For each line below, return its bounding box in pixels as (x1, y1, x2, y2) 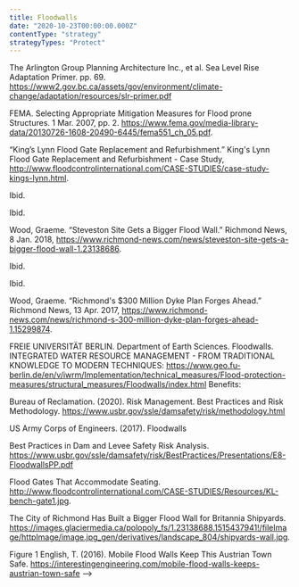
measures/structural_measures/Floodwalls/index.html (9, 379, 207, 390)
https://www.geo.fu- (166, 360, 241, 371)
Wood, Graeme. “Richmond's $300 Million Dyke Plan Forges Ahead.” (9, 295, 262, 306)
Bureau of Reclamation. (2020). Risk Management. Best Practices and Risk (9, 396, 284, 407)
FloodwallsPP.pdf (9, 459, 74, 470)
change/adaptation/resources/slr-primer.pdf (9, 91, 172, 102)
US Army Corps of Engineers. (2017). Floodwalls (9, 423, 187, 434)
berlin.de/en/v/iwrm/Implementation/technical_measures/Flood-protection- (9, 369, 287, 380)
